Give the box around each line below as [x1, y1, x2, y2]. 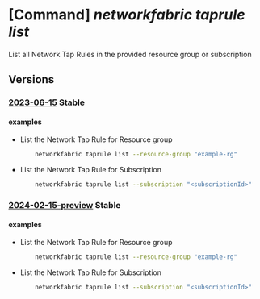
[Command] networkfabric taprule [8, 6, 245, 24]
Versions [8, 73, 55, 86]
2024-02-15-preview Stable [8, 200, 121, 211]
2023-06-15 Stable [8, 97, 86, 108]
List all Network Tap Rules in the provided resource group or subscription [8, 49, 252, 59]
